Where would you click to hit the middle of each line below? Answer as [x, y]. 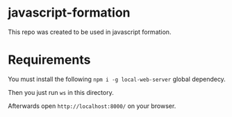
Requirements [49, 60]
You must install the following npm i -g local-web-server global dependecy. [117, 79]
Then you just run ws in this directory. [61, 92]
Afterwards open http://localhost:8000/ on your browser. [92, 106]
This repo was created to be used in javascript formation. [90, 32]
